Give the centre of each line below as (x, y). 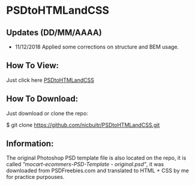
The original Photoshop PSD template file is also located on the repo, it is (96, 158)
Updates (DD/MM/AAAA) (54, 33)
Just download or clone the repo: (47, 113)
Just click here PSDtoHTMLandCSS (50, 80)
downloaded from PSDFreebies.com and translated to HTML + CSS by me (97, 170)
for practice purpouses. (35, 177)
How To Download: (42, 99)
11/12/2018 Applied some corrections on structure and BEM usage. (97, 47)
